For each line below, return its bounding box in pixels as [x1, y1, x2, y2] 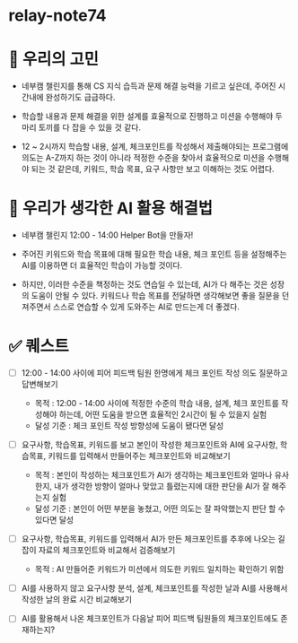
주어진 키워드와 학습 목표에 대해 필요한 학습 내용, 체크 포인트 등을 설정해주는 [21, 248, 288, 260]
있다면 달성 [34, 515, 74, 526]
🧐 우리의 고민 [8, 49, 100, 70]
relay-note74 [8, 5, 107, 26]
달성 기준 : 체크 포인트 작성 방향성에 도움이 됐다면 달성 [34, 421, 224, 431]
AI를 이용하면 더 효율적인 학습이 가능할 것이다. [21, 260, 183, 271]
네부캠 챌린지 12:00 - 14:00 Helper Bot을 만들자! [21, 230, 194, 240]
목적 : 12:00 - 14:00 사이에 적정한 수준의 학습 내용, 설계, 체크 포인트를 [34, 398, 279, 409]
